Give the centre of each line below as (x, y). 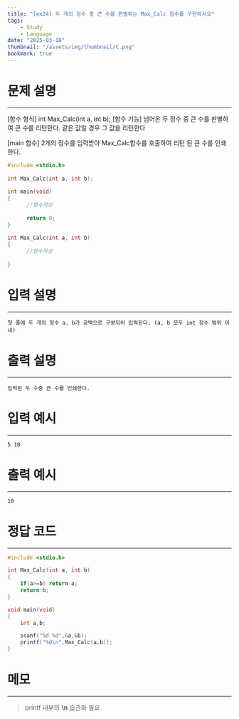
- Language (36, 34)
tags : (15, 21)
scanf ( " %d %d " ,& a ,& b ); (54, 636)
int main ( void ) (30, 192)
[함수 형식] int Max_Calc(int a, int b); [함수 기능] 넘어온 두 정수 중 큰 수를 (108, 119)
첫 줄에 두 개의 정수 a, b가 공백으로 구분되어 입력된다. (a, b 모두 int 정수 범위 (115, 322)
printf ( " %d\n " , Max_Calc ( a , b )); (67, 642)
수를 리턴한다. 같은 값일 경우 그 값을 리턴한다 (84, 127)
